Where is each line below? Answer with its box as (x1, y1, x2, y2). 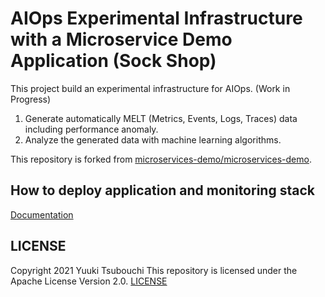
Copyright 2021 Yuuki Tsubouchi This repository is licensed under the (10, 264, 298, 276)
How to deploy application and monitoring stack (10, 182, 315, 199)
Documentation (10, 208, 74, 221)
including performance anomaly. (24, 123, 159, 135)
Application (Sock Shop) (10, 50, 217, 72)
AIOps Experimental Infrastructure (10, 7, 303, 30)
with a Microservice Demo (10, 28, 233, 51)
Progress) (10, 93, 52, 105)
